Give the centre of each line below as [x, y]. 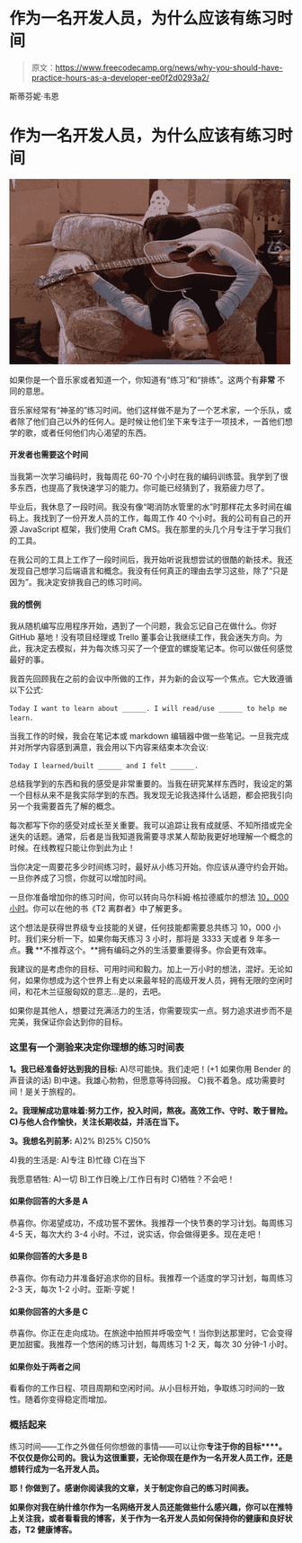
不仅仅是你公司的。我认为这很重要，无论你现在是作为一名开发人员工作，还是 [151, 1458]
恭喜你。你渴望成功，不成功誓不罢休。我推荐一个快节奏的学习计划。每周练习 [151, 1222]
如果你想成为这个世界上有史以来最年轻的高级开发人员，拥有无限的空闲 [155, 980]
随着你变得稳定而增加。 [68, 1399]
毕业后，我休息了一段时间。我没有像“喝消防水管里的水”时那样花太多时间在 [147, 507]
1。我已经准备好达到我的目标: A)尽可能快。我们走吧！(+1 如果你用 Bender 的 [150, 1069]
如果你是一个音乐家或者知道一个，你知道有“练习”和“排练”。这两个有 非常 [142, 379]
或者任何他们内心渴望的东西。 [95, 432]
